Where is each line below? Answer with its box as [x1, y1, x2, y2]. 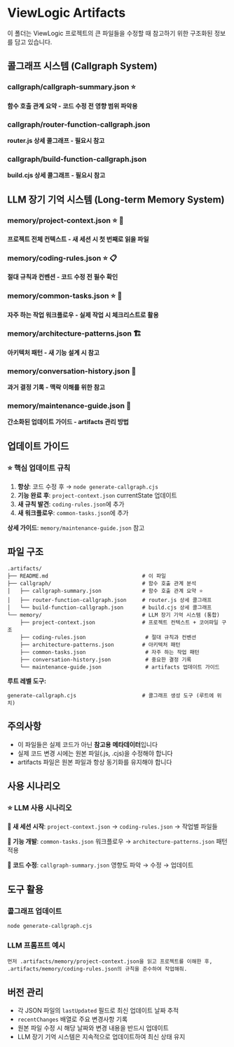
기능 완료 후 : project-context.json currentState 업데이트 [17, 491, 177, 500]
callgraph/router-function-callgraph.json [7, 119, 151, 129]
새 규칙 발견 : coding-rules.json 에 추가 [17, 500, 125, 509]
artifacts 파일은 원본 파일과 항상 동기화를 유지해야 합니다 [17, 758, 172, 766]
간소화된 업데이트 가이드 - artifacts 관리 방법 [7, 418, 130, 426]
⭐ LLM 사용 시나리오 [7, 803, 72, 813]
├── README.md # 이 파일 [7, 573, 167, 580]
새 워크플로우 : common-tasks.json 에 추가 [17, 509, 129, 517]
